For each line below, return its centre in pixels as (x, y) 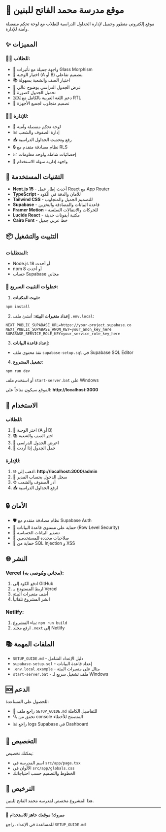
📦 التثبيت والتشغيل (32, 236)
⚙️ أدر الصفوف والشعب (34, 482)
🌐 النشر (17, 559)
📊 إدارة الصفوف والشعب (36, 132)
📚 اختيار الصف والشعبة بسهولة (41, 80)
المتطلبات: (17, 253)
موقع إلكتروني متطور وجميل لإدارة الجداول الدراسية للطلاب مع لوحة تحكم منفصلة (80, 24)
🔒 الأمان (17, 505)
